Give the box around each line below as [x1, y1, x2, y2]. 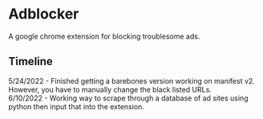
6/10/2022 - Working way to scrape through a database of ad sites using [8, 93, 249, 103]
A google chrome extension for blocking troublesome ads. [8, 31, 200, 41]
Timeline [8, 55, 54, 68]
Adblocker [8, 5, 79, 23]
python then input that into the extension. [8, 101, 144, 111]
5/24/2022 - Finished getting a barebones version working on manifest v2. [8, 76, 255, 85]
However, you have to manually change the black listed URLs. [8, 84, 212, 94]
